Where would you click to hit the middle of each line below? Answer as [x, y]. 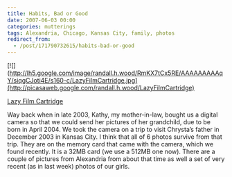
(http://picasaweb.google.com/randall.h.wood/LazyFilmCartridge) [101, 88]
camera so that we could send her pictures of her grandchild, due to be [109, 122]
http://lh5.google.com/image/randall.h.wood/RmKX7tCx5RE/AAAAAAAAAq [116, 73]
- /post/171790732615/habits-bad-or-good [74, 46]
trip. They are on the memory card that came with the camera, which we [110, 144]
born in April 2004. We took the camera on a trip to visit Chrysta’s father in [113, 129]
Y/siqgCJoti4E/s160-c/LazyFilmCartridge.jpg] [72, 80]
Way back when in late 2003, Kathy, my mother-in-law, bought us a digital [113, 115]
